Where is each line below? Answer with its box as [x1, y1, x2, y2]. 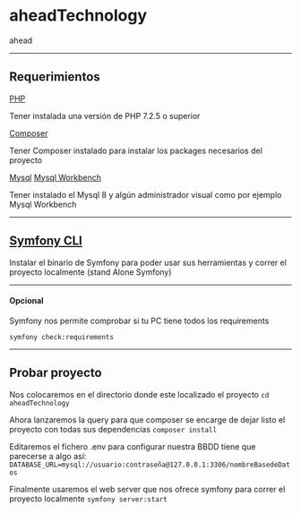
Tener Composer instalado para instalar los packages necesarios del [9, 145, 262, 156]
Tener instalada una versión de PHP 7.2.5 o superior [9, 110, 201, 121]
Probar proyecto [9, 365, 102, 380]
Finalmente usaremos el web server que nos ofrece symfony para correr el [9, 483, 286, 494]
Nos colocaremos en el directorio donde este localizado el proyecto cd [9, 389, 270, 399]
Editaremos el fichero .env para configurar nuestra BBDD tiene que [9, 440, 256, 452]
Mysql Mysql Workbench [9, 172, 101, 183]
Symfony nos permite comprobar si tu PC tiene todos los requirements [9, 315, 270, 326]
